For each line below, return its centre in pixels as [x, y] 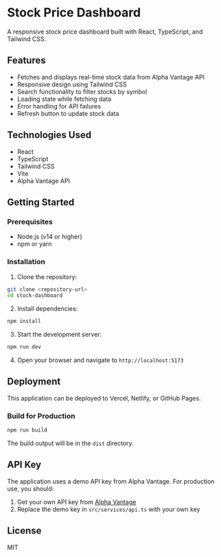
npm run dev [24, 347]
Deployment [34, 382]
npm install [24, 321]
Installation [26, 262]
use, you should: [31, 488]
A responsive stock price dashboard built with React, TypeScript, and [105, 32]
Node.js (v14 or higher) [49, 237]
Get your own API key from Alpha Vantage [77, 501]
